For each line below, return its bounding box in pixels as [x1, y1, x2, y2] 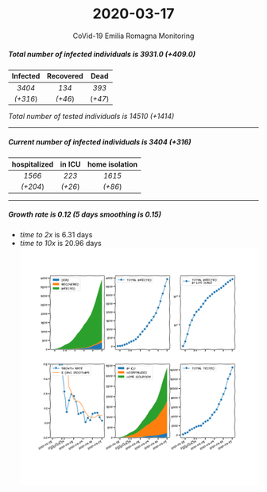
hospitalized [11, 160, 54, 169]
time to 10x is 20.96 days [19, 238, 102, 248]
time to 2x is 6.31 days [19, 229, 93, 239]
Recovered [46, 71, 83, 81]
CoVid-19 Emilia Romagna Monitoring [72, 31, 195, 40]
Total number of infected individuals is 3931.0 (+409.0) [8, 49, 196, 59]
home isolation [87, 160, 137, 169]
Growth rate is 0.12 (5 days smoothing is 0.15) [8, 209, 161, 219]
